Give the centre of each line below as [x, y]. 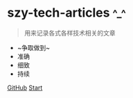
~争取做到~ [34, 47]
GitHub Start [25, 88]
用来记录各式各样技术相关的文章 [70, 33]
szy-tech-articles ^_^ [66, 13]
